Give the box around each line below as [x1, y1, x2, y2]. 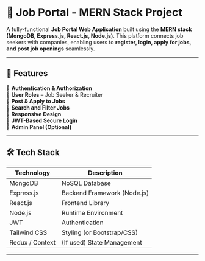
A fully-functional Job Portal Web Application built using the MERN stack [6, 26, 192, 33]
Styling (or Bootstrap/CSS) [61, 228, 138, 237]
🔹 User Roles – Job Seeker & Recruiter [6, 91, 103, 98]
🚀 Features [6, 68, 48, 78]
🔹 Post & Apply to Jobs [6, 97, 65, 105]
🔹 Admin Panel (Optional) [6, 123, 72, 130]
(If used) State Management [61, 238, 142, 246]
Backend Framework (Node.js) [61, 189, 149, 197]
